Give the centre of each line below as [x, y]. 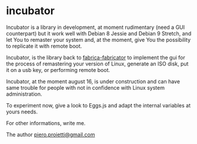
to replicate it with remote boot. [44, 46]
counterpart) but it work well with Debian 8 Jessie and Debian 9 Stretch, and [99, 33]
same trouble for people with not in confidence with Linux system [85, 87]
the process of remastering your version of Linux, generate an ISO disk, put [97, 64]
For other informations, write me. [46, 123]
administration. [24, 94]
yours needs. [22, 112]
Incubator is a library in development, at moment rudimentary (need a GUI [96, 27]
